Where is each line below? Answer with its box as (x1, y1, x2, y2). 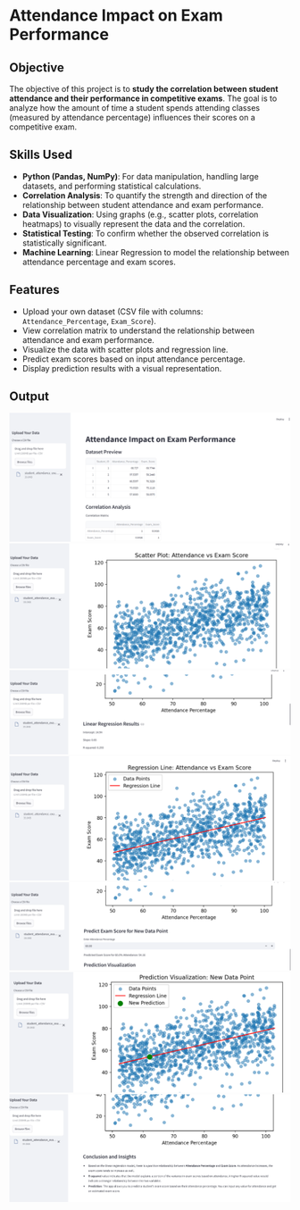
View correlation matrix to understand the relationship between (21, 325, 255, 336)
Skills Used (9, 147, 73, 163)
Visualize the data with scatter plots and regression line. (21, 344, 229, 355)
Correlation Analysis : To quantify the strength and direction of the (21, 189, 268, 201)
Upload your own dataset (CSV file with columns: (21, 305, 204, 317)
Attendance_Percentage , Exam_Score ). (21, 315, 156, 326)
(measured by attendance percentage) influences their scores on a (9, 113, 256, 122)
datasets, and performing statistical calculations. (21, 180, 202, 191)
